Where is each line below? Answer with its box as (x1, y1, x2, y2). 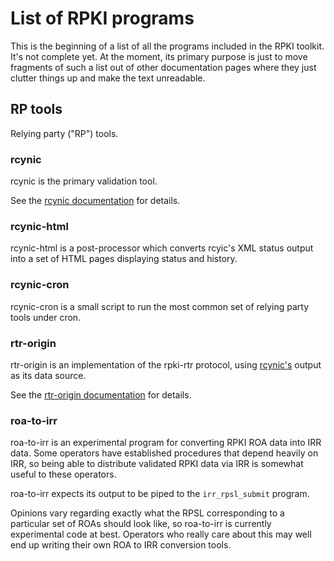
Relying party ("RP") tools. (10, 127, 119, 139)
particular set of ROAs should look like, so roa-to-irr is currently (10, 518, 272, 530)
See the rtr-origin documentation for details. (10, 388, 192, 401)
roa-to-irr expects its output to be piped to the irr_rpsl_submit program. (10, 488, 310, 500)
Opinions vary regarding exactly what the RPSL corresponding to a (10, 507, 285, 519)
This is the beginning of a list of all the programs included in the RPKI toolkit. (10, 40, 325, 52)
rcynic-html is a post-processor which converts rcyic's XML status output (10, 242, 314, 254)
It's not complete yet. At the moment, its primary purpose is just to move (10, 50, 308, 62)
